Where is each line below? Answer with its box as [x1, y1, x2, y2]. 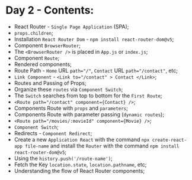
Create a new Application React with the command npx [14, 136, 150, 143]
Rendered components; [14, 60, 72, 68]
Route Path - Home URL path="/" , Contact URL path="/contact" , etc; [14, 67, 178, 74]
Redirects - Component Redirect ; [14, 129, 92, 136]
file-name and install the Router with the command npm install [25, 142, 180, 149]
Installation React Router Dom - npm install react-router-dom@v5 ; [14, 35, 174, 42]
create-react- [152, 137, 187, 143]
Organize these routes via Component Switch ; [14, 86, 123, 93]
